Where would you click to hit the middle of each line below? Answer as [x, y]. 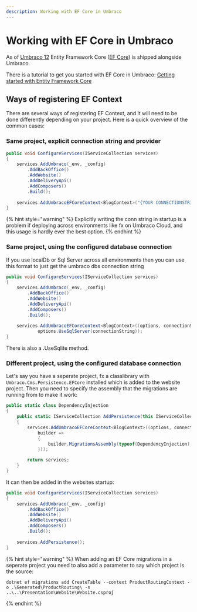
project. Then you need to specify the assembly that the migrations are [92, 389]
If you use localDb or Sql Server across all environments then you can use [95, 260]
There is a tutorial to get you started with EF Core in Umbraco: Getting [90, 75]
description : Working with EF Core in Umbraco [64, 11]
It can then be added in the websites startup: [60, 482]
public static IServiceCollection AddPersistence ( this [85, 417]
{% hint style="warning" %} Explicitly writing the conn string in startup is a [96, 219]
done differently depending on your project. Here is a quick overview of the [97, 120]
